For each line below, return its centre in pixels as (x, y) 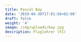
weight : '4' (17, 23)
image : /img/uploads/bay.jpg (34, 28)
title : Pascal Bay (24, 9)
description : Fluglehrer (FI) (36, 32)
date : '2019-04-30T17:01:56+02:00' (41, 14)
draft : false (18, 18)
